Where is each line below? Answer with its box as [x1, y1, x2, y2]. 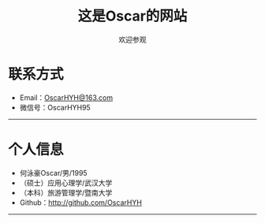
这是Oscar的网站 [77, 7, 188, 25]
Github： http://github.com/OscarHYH [19, 198, 142, 207]
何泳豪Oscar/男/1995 [19, 168, 88, 177]
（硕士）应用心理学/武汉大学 [19, 178, 113, 188]
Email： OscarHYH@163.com [19, 92, 113, 102]
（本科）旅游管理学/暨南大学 [19, 188, 113, 197]
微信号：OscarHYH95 [19, 102, 91, 112]
